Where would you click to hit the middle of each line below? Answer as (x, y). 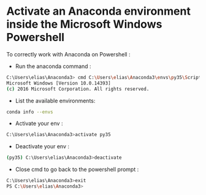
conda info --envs (30, 112)
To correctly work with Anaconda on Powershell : (68, 54)
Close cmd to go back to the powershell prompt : (77, 169)
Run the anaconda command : (53, 66)
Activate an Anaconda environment (99, 11)
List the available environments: (55, 101)
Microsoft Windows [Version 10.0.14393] (59, 83)
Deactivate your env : (42, 147)
